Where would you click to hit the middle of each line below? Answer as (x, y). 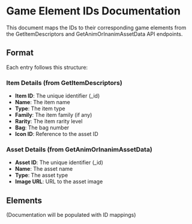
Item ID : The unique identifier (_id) (57, 96)
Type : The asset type (41, 175)
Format (20, 53)
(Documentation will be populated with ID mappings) (71, 215)
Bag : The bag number (42, 128)
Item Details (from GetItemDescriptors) (64, 83)
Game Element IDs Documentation (94, 11)
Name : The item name (42, 102)
